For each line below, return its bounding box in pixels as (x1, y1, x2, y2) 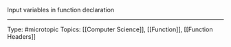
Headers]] (7, 33, 36, 40)
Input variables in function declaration (7, 6, 115, 14)
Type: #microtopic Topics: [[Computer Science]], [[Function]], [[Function (7, 25, 213, 33)
